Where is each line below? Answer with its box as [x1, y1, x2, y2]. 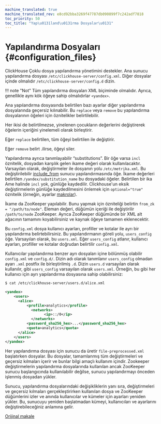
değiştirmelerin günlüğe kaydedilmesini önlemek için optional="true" [5, 187, 144, 192]
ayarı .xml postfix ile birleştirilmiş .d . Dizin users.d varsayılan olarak [5, 261, 140, 267]
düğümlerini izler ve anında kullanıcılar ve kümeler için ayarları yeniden [5, 393, 146, 399]
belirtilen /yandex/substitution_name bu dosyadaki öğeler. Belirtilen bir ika [5, 176, 152, 182]
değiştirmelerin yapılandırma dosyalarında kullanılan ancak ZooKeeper [5, 363, 145, 369]
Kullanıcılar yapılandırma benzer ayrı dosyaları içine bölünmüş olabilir [5, 251, 143, 256]
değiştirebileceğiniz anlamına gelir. [5, 404, 74, 409]
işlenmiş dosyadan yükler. [5, 373, 57, 379]
